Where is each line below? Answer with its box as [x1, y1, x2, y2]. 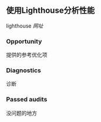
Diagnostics [6, 66, 41, 74]
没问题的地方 [6, 109, 37, 116]
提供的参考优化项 [6, 52, 48, 59]
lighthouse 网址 [6, 22, 43, 29]
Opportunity [6, 37, 42, 45]
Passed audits [6, 96, 48, 104]
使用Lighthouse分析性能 [6, 5, 95, 16]
